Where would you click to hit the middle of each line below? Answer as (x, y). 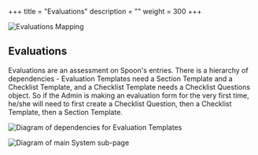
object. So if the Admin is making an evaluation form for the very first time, (129, 95)
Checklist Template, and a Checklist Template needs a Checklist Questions (129, 87)
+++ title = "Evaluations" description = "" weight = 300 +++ (105, 11)
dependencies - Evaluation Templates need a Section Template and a (121, 79)
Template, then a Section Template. (66, 112)
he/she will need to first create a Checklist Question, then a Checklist (120, 103)
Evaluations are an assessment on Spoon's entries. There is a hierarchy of (129, 70)
